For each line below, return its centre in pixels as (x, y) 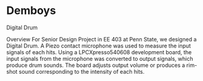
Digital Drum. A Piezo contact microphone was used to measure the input (99, 46)
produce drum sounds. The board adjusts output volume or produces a (96, 65)
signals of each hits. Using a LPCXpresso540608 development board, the (99, 52)
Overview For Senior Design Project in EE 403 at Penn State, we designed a (102, 39)
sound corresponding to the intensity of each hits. (82, 71)
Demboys (31, 11)
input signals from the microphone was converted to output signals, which (100, 58)
